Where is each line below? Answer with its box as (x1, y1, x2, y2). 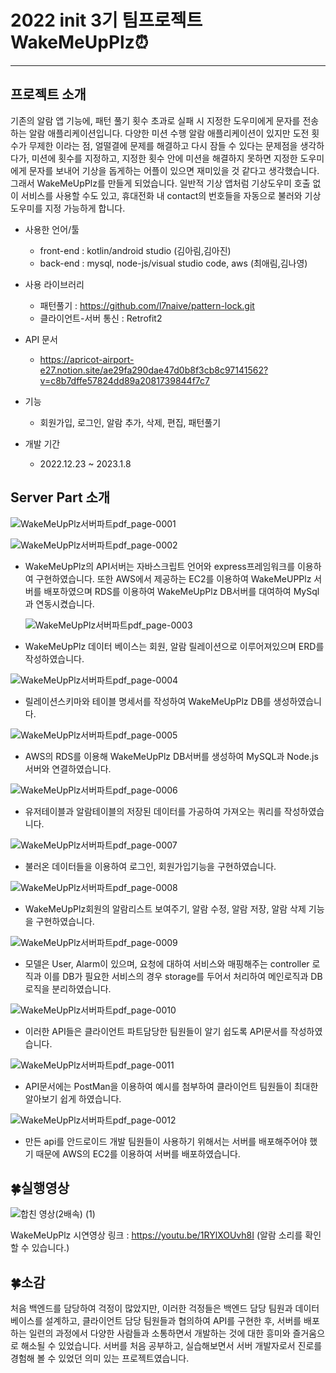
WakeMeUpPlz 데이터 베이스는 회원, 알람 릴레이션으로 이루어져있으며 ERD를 (24, 640, 325, 652)
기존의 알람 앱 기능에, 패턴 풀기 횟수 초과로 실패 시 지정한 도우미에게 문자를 (10, 114, 301, 126)
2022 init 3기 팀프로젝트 (10, 9, 203, 32)
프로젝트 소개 (10, 86, 87, 103)
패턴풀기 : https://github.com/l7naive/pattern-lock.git (39, 299, 255, 311)
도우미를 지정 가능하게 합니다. (10, 202, 126, 214)
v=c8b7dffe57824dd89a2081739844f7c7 (39, 374, 210, 386)
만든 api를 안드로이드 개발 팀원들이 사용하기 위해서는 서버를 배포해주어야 (24, 1135, 308, 1147)
